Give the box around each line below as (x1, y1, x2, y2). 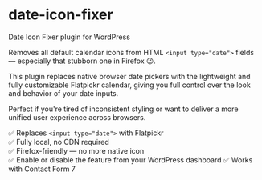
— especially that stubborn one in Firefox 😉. (8, 56, 157, 66)
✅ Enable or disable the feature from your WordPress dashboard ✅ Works (8, 154, 253, 165)
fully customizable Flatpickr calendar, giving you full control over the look (8, 80, 251, 90)
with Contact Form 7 (8, 164, 76, 174)
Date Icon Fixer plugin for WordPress (8, 32, 131, 42)
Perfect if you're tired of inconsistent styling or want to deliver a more (8, 104, 239, 114)
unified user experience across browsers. (8, 112, 146, 122)
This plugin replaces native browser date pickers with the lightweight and (8, 71, 251, 81)
